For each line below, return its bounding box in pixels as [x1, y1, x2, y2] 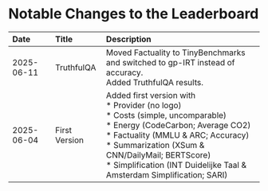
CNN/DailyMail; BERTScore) [106, 149, 211, 160]
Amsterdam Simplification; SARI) [106, 169, 228, 180]
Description [106, 33, 152, 45]
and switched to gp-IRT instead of [106, 57, 235, 68]
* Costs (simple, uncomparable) [106, 109, 227, 120]
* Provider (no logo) [106, 99, 182, 111]
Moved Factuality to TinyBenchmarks [106, 47, 246, 58]
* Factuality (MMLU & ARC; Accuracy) [106, 129, 250, 140]
